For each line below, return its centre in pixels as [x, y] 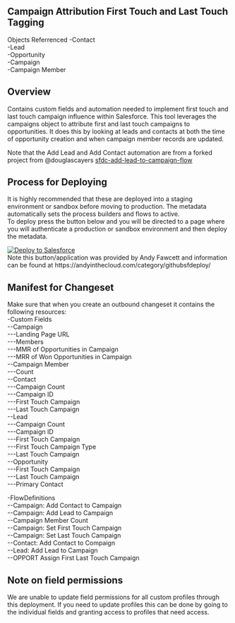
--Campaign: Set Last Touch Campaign [64, 536]
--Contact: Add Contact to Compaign [61, 543]
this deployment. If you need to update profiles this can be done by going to [117, 605]
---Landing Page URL [38, 334]
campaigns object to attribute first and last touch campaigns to [99, 123]
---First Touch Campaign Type [52, 447]
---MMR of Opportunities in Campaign [63, 349]
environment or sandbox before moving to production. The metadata [107, 207]
